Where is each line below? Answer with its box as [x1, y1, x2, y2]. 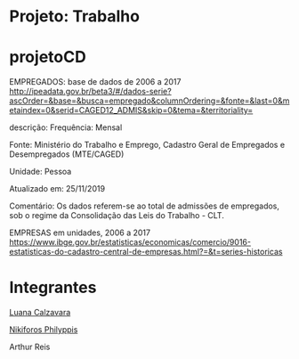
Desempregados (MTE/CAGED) [9, 149, 125, 159]
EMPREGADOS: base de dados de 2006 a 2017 [9, 77, 182, 87]
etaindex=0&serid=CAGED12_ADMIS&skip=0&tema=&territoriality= [9, 105, 254, 116]
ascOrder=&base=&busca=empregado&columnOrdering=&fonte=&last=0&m [9, 95, 290, 106]
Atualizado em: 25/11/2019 [9, 184, 105, 194]
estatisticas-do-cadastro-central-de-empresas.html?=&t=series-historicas [9, 247, 283, 257]
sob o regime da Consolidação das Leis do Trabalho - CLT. [9, 210, 224, 221]
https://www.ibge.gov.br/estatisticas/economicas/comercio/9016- [9, 237, 252, 248]
